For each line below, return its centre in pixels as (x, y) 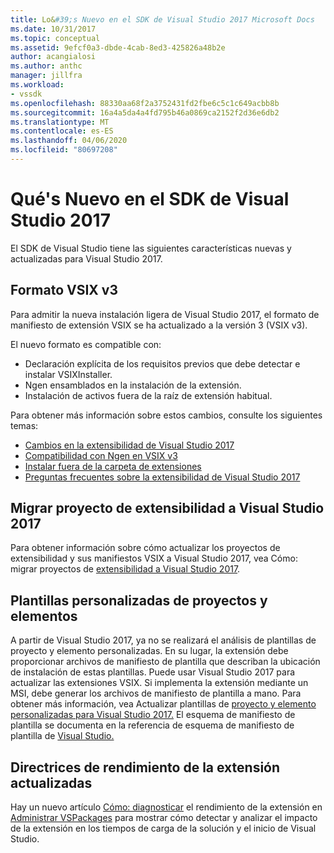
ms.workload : (37, 85)
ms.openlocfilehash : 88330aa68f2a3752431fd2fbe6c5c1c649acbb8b (145, 103)
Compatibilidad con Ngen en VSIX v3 (101, 455)
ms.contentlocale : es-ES (62, 131)
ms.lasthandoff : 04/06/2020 (69, 141)
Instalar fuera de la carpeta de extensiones (113, 466)
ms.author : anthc (46, 66)
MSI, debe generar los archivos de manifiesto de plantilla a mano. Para (156, 693)
